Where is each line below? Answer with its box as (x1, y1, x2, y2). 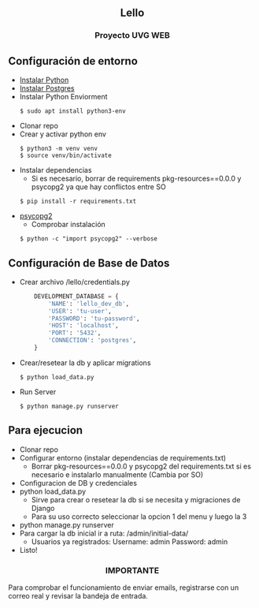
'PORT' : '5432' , (48, 329, 102, 338)
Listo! (19, 545, 38, 554)
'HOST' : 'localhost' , (48, 322, 120, 330)
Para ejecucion (8, 423, 83, 437)
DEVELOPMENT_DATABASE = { (34, 292, 120, 300)
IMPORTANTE (105, 565, 160, 576)
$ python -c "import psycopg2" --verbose (19, 235, 157, 243)
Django (31, 503, 55, 513)
